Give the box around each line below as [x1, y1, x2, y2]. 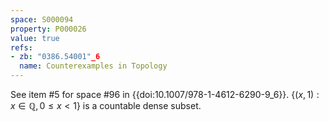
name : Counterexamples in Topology [19, 61, 168, 71]
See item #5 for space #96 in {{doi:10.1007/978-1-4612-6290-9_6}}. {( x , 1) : [10, 89, 320, 100]
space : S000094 [10, 14, 74, 25]
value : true [10, 33, 60, 43]
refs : [10, 42, 33, 53]
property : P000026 [10, 24, 87, 34]
